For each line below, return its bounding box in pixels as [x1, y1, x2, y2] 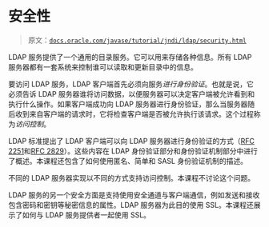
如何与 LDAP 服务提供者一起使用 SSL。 [22, 209, 151, 220]
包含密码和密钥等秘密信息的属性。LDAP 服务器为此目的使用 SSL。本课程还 [8, 200, 254, 209]
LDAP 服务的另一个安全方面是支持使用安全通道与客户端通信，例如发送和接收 [8, 189, 260, 200]
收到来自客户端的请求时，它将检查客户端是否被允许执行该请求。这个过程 [14, 109, 254, 118]
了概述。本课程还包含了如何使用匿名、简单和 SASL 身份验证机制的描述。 [8, 156, 248, 165]
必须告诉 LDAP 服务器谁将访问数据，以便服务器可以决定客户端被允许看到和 [8, 89, 255, 98]
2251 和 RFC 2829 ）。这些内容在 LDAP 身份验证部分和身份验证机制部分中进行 [8, 145, 258, 156]
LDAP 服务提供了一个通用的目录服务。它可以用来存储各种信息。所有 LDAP [8, 52, 252, 62]
